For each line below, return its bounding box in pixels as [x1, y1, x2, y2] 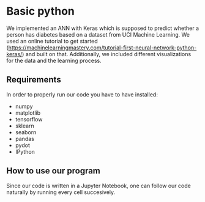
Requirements [6, 74, 61, 85]
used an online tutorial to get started [6, 37, 98, 45]
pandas [15, 135, 35, 142]
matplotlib [15, 109, 41, 117]
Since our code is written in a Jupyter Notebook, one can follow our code [6, 182, 191, 189]
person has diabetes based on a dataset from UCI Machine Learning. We [6, 31, 190, 38]
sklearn [15, 122, 35, 129]
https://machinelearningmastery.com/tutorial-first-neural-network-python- [8, 44, 197, 51]
